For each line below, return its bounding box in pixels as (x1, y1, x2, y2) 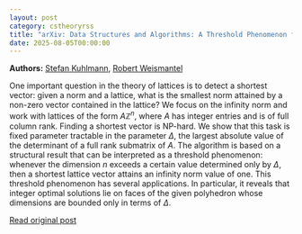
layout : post (9, 13, 58, 22)
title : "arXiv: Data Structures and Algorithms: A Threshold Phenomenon (9, 30, 288, 39)
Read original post (9, 214, 77, 225)
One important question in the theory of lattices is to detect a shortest (9, 80, 268, 91)
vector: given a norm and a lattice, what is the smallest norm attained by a (9, 90, 283, 101)
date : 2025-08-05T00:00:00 (9, 38, 111, 48)
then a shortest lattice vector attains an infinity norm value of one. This (9, 168, 271, 179)
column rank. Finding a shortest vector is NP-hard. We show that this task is (9, 121, 290, 131)
